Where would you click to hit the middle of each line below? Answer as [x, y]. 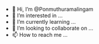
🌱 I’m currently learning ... [44, 22]
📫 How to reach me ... [40, 35]
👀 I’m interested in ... [37, 15]
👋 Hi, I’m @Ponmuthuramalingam [52, 9]
